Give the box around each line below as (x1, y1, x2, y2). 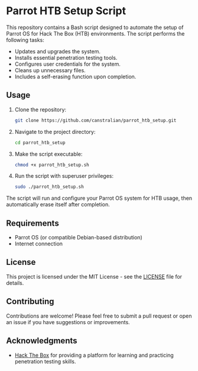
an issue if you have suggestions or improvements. (6, 318, 130, 325)
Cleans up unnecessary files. (14, 66, 86, 73)
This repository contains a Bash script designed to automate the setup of (6, 24, 184, 31)
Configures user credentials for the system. (14, 60, 121, 68)
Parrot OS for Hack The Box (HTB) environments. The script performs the (6, 30, 185, 37)
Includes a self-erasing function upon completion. (14, 73, 137, 80)
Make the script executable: (14, 150, 83, 158)
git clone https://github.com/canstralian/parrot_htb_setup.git (14, 117, 177, 123)
